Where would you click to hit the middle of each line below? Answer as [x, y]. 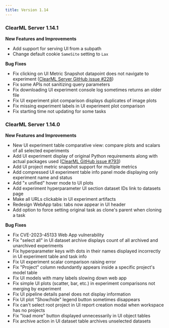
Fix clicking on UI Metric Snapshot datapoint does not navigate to [81, 74]
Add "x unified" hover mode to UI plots [53, 183]
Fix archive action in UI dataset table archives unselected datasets [81, 321]
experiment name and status [42, 177]
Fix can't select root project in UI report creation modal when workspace [88, 305]
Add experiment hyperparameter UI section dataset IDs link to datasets [87, 189]
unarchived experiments [38, 246]
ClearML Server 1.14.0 [33, 124]
